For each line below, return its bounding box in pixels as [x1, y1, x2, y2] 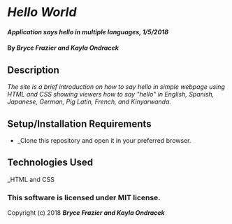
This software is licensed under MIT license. [7, 192, 161, 202]
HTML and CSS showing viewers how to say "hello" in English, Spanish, [7, 90, 215, 99]
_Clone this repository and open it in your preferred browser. [17, 136, 191, 144]
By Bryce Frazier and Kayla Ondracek [7, 43, 119, 52]
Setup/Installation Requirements [7, 118, 152, 129]
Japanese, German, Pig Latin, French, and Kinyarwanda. [7, 97, 172, 106]
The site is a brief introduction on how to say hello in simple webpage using [7, 83, 226, 91]
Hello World [7, 4, 77, 20]
